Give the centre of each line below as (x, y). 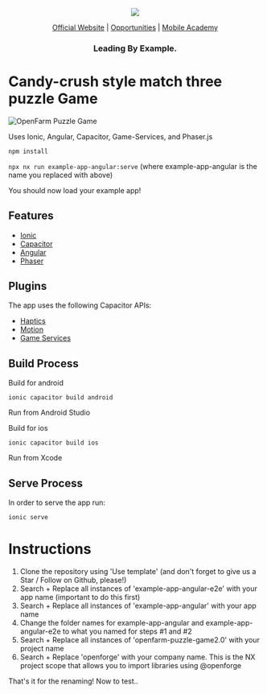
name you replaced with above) (61, 175)
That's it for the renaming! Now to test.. (73, 681)
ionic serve (28, 518)
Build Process (43, 364)
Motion (32, 329)
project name (42, 649)
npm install (28, 151)
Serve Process (45, 483)
